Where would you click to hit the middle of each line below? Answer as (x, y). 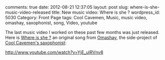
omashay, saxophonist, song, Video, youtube (51, 23)
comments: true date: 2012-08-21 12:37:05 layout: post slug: (67, 7)
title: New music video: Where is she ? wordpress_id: (106, 12)
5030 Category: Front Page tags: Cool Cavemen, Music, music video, (76, 17)
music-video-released (28, 12)
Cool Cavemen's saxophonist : (36, 43)
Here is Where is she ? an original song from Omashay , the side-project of (81, 37)
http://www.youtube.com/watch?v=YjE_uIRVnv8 (54, 52)
